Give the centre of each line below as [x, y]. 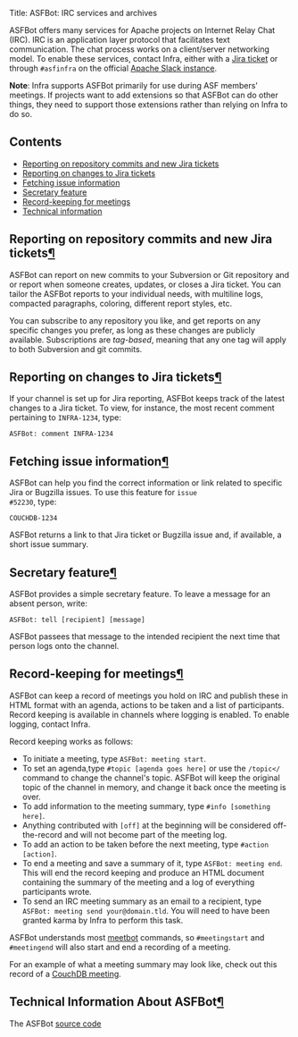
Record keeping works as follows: [71, 741]
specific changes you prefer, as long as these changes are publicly [132, 330]
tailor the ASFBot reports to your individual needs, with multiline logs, [136, 293]
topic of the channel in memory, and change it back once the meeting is [154, 787]
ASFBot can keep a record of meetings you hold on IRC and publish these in [149, 696]
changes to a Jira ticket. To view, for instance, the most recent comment [142, 408]
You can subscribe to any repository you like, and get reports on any [135, 320]
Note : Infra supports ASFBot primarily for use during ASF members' [134, 85]
